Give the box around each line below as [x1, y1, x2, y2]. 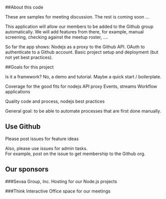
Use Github [5, 122, 41, 131]
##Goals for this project [5, 64, 54, 70]
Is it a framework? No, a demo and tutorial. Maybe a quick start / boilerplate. [5, 74, 162, 79]
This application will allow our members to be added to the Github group [5, 23, 154, 29]
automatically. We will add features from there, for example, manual [5, 29, 144, 34]
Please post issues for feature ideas [5, 136, 79, 142]
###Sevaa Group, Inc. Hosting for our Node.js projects [5, 178, 117, 184]
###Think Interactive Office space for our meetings [5, 188, 111, 194]
